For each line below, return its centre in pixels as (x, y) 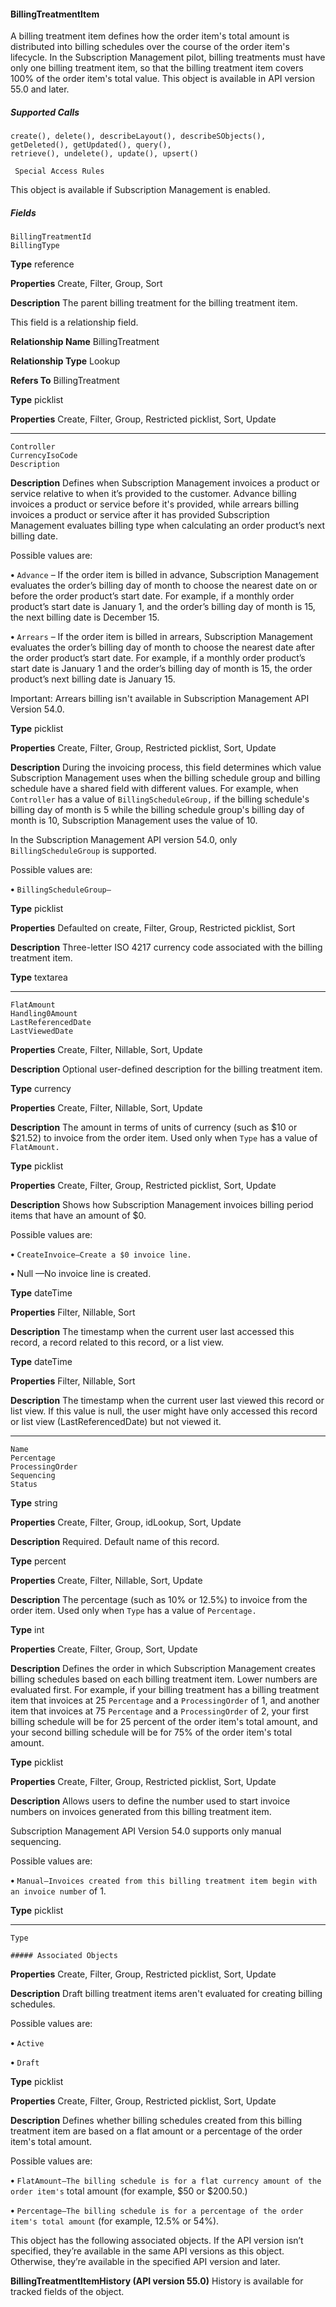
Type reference (42, 264)
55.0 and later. (40, 89)
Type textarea (39, 977)
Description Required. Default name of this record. (115, 1542)
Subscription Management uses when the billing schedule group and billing (165, 778)
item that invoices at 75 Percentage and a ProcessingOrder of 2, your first (159, 1711)
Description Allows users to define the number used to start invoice (150, 1801)
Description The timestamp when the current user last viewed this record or (167, 1401)
